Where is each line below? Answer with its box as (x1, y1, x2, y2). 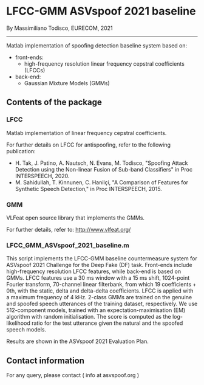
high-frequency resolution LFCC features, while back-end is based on (6, 268, 181, 275)
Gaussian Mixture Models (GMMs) (24, 79, 110, 86)
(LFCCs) (24, 66, 46, 74)
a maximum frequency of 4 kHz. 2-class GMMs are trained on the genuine (6, 294, 192, 301)
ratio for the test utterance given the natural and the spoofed (31, 319, 183, 327)
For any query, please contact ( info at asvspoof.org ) (6, 372, 140, 379)
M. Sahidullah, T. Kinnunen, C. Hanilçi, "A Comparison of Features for (15, 178, 189, 186)
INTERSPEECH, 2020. (15, 172, 70, 179)
